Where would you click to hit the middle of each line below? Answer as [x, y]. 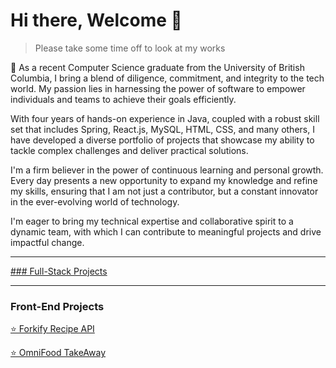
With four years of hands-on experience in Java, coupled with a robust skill [165, 118]
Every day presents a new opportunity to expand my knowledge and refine [164, 180]
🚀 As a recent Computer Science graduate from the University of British [157, 67]
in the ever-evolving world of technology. [95, 201]
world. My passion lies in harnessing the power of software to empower [158, 88]
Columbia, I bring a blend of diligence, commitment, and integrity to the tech [167, 78]
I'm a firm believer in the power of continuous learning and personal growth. [167, 170]
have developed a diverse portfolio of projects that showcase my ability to [162, 140]
